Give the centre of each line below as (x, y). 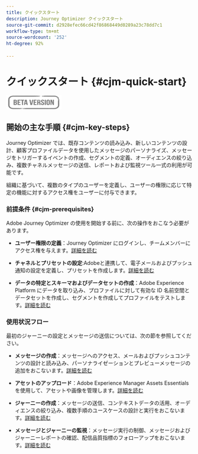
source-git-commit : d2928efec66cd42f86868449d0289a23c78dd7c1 (84, 25)
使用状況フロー (27, 322)
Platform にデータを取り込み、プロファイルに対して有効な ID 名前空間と (102, 290)
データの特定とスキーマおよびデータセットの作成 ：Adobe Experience (99, 283)
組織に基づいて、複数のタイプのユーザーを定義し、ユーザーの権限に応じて (97, 185)
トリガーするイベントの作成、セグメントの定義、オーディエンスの (96, 157)
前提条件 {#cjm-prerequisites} (50, 209)
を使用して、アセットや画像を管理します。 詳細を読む (79, 391)
